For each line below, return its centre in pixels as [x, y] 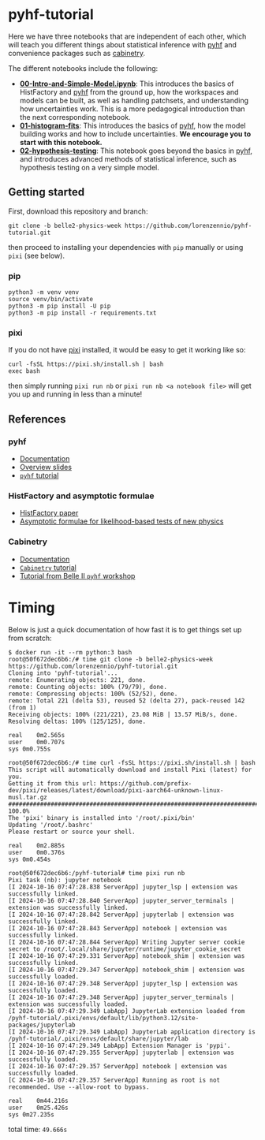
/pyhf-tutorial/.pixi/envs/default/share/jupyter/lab [99, 1038]
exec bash [24, 371]
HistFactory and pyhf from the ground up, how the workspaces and [129, 91]
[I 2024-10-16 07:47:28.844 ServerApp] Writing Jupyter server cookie [127, 942]
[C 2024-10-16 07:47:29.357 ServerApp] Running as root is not [114, 1080]
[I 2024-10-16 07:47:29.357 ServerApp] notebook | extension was [118, 1066]
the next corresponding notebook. [75, 117]
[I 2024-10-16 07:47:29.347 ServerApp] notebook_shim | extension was [127, 970]
